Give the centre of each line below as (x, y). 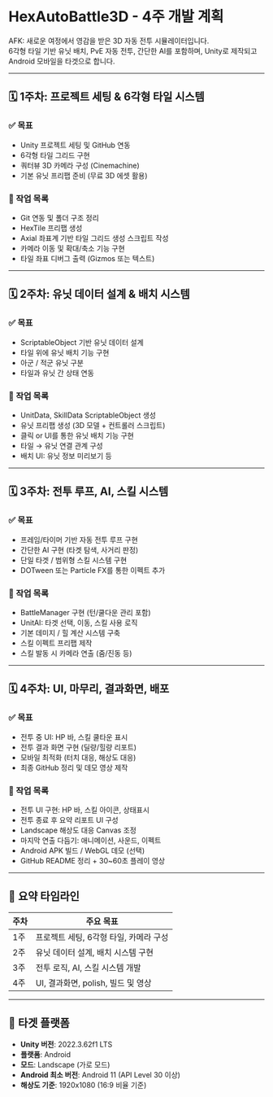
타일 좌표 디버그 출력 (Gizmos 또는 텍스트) (87, 258)
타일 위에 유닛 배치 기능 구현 (65, 352)
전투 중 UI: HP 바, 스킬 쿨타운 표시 (74, 736)
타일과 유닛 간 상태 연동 (57, 373)
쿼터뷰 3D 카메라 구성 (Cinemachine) (80, 165)
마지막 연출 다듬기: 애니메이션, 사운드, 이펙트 (91, 840)
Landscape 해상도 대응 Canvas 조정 (78, 830)
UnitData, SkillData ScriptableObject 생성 (88, 415)
